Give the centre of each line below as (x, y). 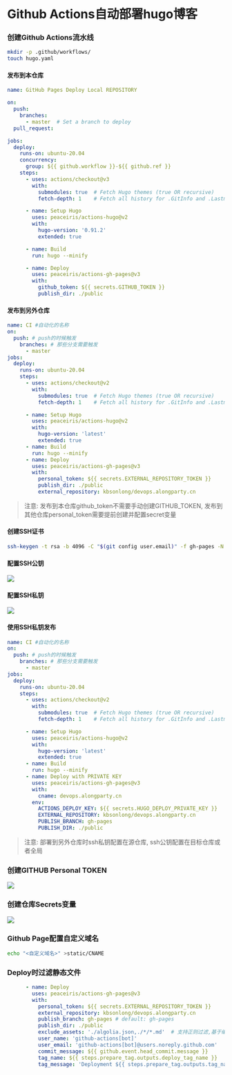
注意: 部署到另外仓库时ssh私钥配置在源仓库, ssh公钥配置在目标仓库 (119, 842)
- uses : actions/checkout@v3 (67, 179)
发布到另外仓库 (28, 310)
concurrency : (38, 160)
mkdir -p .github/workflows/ (49, 52)
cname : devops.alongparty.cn (80, 796)
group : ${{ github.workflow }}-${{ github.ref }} (98, 166)
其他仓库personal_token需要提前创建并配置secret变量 (100, 514)
